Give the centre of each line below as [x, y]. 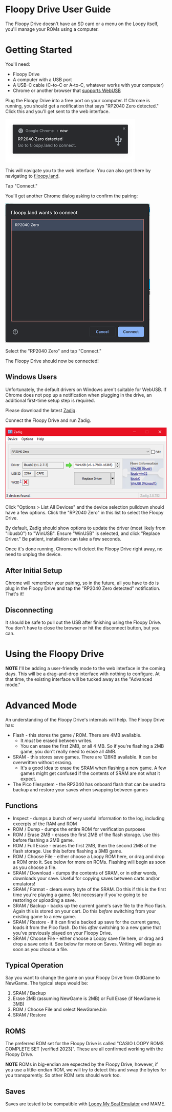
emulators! [24, 884]
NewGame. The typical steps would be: [47, 983]
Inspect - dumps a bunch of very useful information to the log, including [89, 818]
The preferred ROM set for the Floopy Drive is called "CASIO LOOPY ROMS [84, 1044]
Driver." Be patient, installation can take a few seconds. [63, 539]
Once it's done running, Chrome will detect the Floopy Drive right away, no [84, 549]
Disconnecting [29, 610]
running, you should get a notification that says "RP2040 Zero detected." [82, 106]
